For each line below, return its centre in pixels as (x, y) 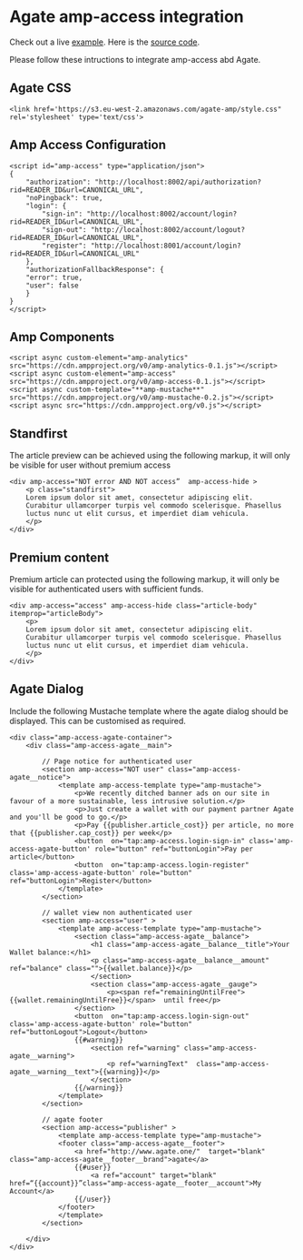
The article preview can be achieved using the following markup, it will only (150, 456)
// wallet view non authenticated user (117, 912)
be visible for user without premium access (90, 465)
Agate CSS (40, 88)
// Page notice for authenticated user (117, 761)
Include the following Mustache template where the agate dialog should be (149, 711)
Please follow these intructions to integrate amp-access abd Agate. (135, 59)
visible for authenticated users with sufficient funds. (107, 589)
